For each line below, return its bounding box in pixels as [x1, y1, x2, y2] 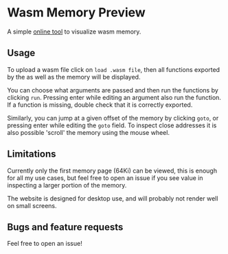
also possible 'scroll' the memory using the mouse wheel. [7, 128, 170, 136]
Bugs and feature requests [7, 221, 124, 233]
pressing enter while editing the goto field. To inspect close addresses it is [7, 121, 217, 129]
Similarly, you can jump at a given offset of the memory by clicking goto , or [7, 114, 219, 122]
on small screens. [7, 201, 57, 209]
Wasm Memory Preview [7, 5, 146, 21]
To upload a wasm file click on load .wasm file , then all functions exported [7, 65, 220, 73]
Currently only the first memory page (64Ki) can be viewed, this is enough [7, 166, 218, 175]
